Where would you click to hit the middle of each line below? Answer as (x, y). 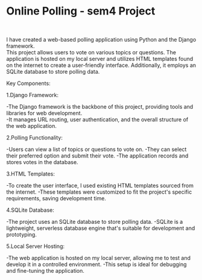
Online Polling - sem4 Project (81, 11)
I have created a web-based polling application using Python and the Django (101, 39)
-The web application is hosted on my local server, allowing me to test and (99, 258)
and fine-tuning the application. (45, 270)
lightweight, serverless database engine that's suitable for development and (101, 228)
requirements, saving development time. (56, 198)
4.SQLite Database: (30, 210)
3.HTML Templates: (31, 174)
